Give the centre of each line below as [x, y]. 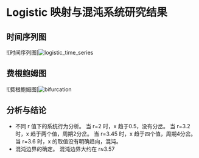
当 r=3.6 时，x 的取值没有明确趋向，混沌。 [68, 141]
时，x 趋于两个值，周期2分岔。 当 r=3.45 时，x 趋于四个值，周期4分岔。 [106, 134]
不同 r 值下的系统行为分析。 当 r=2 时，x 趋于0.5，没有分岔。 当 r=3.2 [103, 126]
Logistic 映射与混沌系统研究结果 [87, 12]
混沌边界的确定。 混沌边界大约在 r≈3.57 [65, 149]
